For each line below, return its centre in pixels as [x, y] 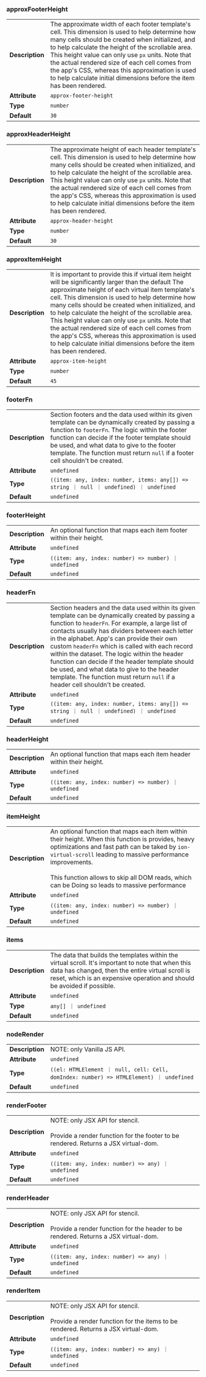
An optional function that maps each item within [119, 832]
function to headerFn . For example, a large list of [119, 623]
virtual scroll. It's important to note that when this [120, 963]
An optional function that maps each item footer [119, 531]
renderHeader [28, 1198]
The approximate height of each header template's [123, 149]
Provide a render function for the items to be [114, 1321]
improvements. [71, 862]
